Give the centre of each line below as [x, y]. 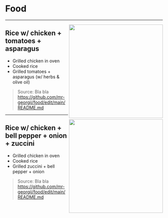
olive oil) [21, 82]
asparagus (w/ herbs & [36, 77]
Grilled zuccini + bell [33, 166]
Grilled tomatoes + [31, 71]
